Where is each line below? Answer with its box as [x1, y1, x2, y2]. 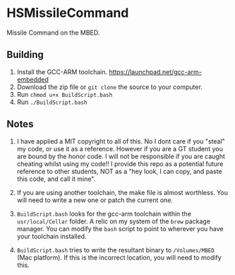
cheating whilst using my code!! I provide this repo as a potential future [16, 159, 224, 168]
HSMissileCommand [6, 5, 129, 21]
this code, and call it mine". [16, 175, 96, 183]
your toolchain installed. [16, 232, 87, 240]
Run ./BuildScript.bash [16, 98, 88, 106]
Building [6, 49, 44, 61]
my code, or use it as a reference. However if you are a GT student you [16, 144, 223, 153]
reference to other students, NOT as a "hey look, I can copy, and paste [16, 167, 223, 175]
